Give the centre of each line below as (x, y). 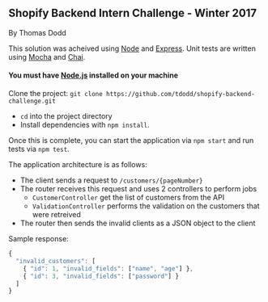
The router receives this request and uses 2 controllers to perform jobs (138, 189)
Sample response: (38, 239)
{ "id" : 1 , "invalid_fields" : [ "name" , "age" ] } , (108, 268)
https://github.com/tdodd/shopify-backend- (181, 94)
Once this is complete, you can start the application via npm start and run (131, 141)
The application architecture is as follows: (78, 165)
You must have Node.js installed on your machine (94, 75)
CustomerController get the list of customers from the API (128, 198)
